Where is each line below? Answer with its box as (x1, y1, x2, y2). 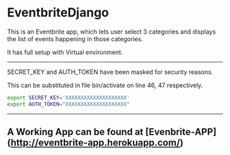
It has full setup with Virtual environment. (7, 48, 123, 56)
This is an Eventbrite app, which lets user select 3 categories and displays (7, 27, 216, 36)
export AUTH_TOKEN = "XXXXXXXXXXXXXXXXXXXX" (7, 101, 130, 108)
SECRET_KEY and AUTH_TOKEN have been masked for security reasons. (7, 67, 214, 76)
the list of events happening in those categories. (7, 34, 144, 43)
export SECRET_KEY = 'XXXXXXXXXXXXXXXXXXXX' (7, 94, 130, 101)
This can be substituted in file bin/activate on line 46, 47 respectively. (7, 81, 203, 89)
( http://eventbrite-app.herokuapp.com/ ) (7, 137, 183, 149)
